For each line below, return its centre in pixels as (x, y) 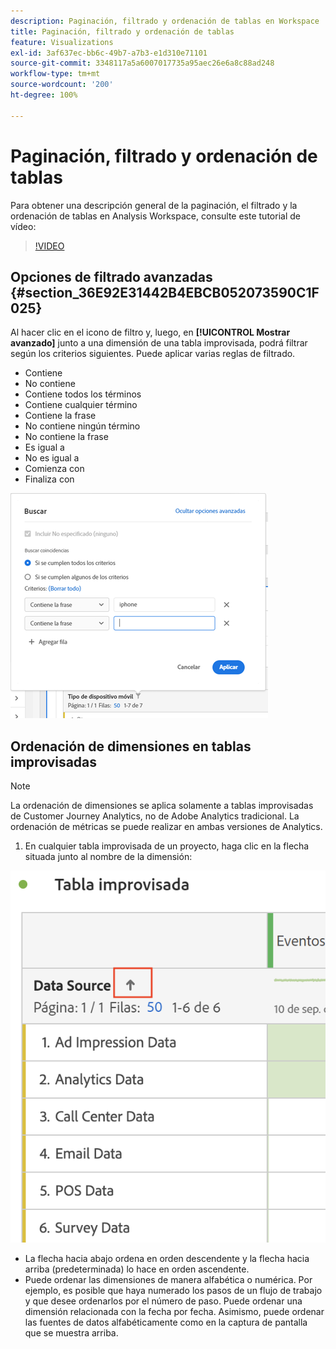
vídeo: (23, 226)
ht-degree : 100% (44, 95)
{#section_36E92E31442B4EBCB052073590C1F (165, 292)
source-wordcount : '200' (62, 85)
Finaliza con (49, 479)
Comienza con (54, 469)
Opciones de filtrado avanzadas (111, 276)
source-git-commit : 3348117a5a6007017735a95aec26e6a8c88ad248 (142, 63)
